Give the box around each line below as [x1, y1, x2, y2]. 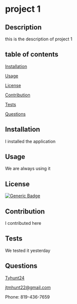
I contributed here [5, 220, 42, 226]
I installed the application [5, 138, 56, 144]
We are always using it [5, 166, 51, 172]
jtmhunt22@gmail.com [5, 284, 51, 290]
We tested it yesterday [5, 247, 51, 253]
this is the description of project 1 [5, 36, 73, 42]
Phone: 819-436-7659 [5, 294, 50, 300]
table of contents [5, 50, 59, 59]
